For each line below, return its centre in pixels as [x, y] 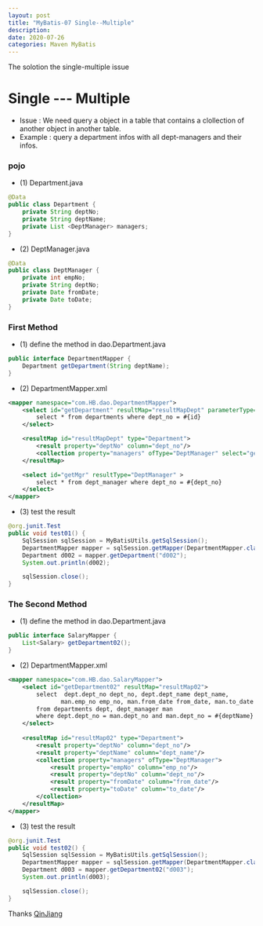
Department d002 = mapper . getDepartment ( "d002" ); [105, 555]
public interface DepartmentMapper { [70, 359]
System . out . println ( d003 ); [66, 877]
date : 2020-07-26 [36, 37]
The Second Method [48, 604]
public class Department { [52, 205]
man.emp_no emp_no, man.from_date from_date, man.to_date [157, 701]
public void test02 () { [47, 848]
